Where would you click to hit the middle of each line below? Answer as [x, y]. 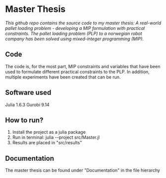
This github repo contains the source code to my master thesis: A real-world [83, 23]
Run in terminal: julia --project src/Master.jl [56, 137]
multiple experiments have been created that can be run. [63, 77]
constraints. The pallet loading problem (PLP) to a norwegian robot [74, 33]
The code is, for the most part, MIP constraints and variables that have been [83, 66]
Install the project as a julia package [49, 132]
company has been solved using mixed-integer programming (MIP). [74, 39]
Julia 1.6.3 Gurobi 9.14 [27, 104]
